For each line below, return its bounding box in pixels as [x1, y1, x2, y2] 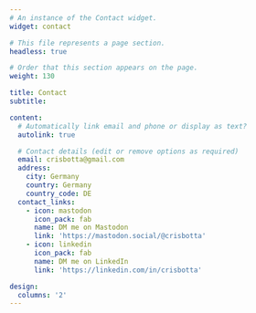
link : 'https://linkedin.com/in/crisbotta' [33, 266, 203, 275]
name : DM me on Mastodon [33, 223, 129, 233]
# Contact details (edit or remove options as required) [17, 147, 240, 156]
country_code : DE [26, 189, 92, 198]
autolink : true [17, 130, 76, 140]
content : [9, 113, 43, 122]
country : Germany [26, 181, 92, 190]
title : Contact [9, 89, 68, 98]
